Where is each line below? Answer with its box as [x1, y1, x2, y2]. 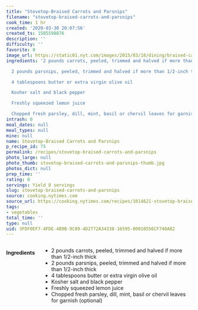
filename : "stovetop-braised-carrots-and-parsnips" [6, 14, 136, 20]
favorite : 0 [6, 47, 35, 53]
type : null [6, 220, 33, 226]
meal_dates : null [6, 122, 49, 128]
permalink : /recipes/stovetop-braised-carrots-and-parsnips [6, 149, 157, 155]
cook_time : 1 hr [6, 19, 46, 25]
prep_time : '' [6, 171, 41, 177]
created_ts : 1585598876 [6, 31, 65, 36]
